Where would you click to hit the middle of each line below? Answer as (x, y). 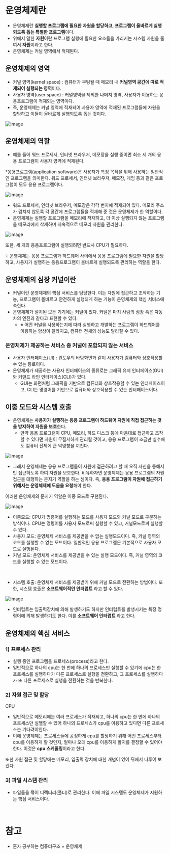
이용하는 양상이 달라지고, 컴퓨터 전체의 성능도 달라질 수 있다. (80, 331)
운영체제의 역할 (28, 141)
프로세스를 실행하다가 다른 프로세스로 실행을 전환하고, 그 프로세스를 (79, 674)
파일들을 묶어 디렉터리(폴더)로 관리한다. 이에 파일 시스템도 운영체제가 (81, 792)
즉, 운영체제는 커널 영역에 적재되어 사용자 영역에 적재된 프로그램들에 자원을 (87, 107)
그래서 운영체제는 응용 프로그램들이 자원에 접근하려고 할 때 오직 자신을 (82, 466)
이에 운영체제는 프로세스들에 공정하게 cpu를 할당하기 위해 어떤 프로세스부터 (87, 736)
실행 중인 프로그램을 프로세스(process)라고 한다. (61, 661)
